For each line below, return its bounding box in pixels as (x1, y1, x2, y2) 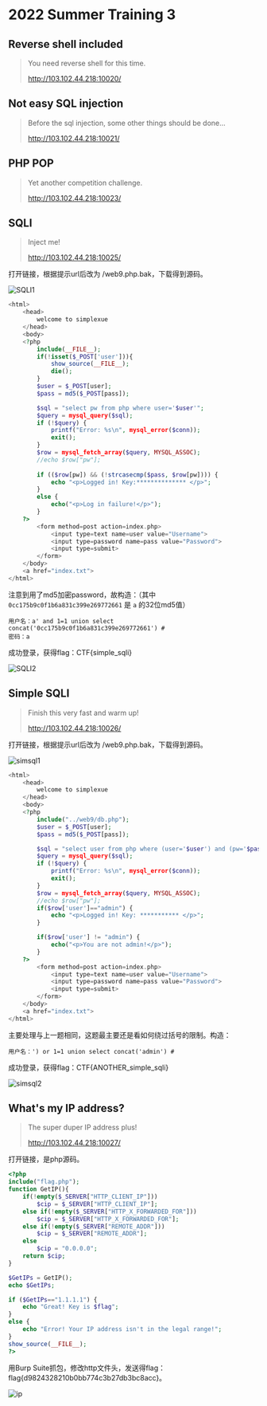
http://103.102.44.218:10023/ (27, 193, 122, 202)
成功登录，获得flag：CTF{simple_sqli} (8, 647, 133, 657)
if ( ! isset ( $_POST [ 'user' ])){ (37, 352, 133, 360)
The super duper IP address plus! (27, 1122, 137, 1133)
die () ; (50, 367, 73, 375)
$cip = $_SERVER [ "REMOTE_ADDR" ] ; (37, 1230, 148, 1238)
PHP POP (8, 157, 54, 171)
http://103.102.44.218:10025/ (27, 253, 122, 262)
